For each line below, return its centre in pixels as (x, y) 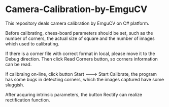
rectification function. (28, 100)
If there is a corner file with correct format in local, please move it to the (80, 54)
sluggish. (15, 85)
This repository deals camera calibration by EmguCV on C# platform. (77, 23)
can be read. (19, 64)
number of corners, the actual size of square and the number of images (80, 38)
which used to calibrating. (32, 43)
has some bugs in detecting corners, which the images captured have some (84, 79)
